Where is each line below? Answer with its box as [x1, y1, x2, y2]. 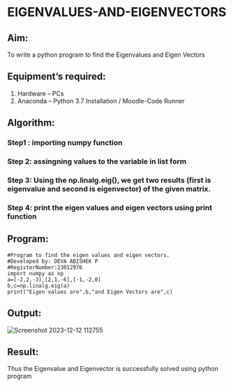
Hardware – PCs [17, 89, 64, 98]
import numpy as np [7, 270, 64, 277]
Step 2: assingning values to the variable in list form [7, 156, 187, 166]
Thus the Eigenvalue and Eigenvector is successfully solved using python [7, 365, 218, 373]
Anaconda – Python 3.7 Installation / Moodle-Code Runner [17, 96, 185, 105]
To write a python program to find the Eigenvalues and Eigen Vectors [7, 50, 206, 59]
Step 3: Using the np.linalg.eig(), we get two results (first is [7, 175, 211, 185]
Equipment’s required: [7, 71, 106, 82]
